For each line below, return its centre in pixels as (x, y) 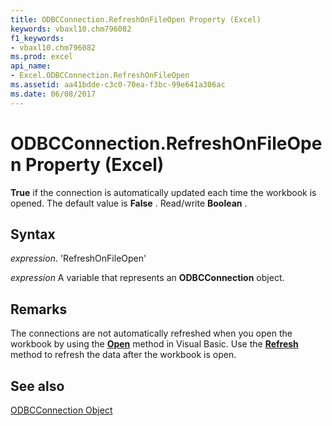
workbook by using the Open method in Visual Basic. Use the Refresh (154, 344)
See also (37, 386)
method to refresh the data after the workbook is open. (123, 355)
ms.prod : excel (42, 57)
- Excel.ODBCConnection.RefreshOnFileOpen (100, 76)
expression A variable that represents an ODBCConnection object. (147, 278)
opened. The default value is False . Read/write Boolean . (129, 203)
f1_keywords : (37, 38)
